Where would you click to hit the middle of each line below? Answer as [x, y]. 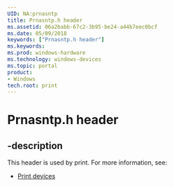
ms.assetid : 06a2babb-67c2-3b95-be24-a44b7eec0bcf [82, 27]
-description [35, 145]
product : [20, 72]
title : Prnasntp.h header [45, 20]
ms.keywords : [26, 46]
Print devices [36, 176]
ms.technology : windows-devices [54, 60]
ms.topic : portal [32, 66]
